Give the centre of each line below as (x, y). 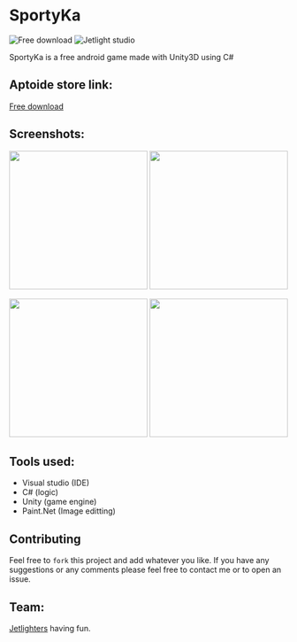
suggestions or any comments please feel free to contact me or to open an (145, 570)
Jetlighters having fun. (50, 628)
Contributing (45, 539)
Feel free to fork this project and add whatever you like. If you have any (139, 561)
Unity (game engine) (59, 502)
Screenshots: (47, 134)
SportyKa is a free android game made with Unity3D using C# (122, 57)
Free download (36, 106)
